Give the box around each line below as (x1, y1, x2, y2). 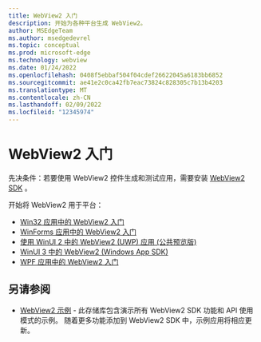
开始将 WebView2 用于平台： (8, 200, 104, 209)
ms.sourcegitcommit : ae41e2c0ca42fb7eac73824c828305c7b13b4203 (8, 78, 223, 86)
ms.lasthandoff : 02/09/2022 (8, 101, 102, 109)
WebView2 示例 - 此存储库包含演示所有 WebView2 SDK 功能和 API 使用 (19, 305, 254, 315)
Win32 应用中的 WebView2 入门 (19, 217, 125, 226)
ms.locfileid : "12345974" (8, 109, 94, 117)
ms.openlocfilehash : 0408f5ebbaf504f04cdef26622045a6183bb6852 (8, 71, 223, 79)
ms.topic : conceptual (8, 42, 81, 50)
